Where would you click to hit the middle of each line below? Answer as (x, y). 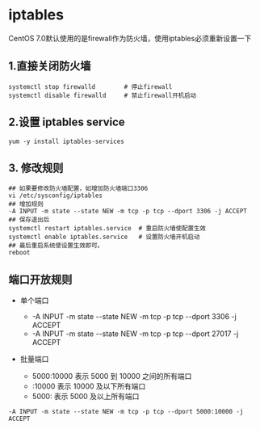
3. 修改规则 (36, 168)
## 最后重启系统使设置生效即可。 (56, 246)
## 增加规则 (26, 204)
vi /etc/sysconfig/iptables (56, 196)
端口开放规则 (40, 279)
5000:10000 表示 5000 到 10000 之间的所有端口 (112, 376)
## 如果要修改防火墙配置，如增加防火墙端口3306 (78, 189)
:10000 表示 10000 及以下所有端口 (89, 386)
